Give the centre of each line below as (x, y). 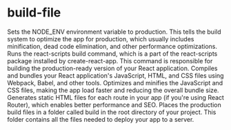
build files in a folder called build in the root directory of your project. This (112, 112)
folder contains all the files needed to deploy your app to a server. (101, 119)
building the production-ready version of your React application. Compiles (112, 68)
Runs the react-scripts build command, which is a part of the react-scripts (112, 54)
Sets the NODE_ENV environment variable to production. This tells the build (114, 32)
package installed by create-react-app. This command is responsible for (110, 61)
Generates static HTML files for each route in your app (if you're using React (115, 97)
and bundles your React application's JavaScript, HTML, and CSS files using (115, 75)
